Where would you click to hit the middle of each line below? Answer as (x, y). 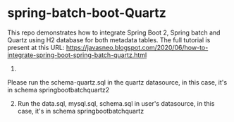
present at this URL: (36, 47)
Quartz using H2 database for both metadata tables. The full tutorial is (109, 39)
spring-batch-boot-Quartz (87, 13)
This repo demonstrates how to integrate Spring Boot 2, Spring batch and (114, 32)
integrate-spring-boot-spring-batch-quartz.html (77, 55)
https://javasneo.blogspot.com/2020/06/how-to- (137, 47)
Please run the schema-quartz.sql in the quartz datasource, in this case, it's (117, 82)
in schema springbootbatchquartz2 (58, 90)
